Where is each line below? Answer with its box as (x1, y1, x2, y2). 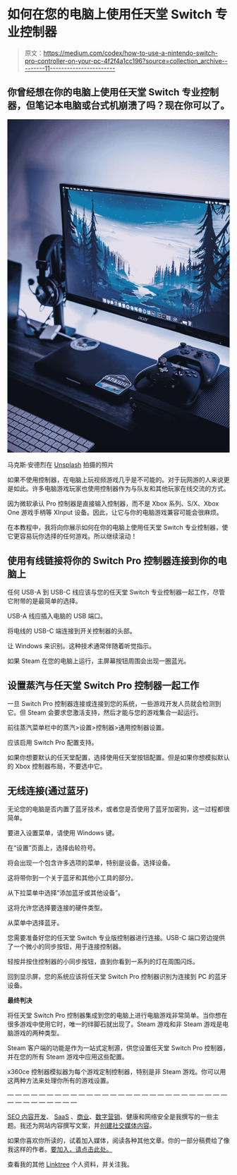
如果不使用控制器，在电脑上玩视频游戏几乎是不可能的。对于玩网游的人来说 (7, 475, 224, 484)
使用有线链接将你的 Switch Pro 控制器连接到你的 (7, 554, 218, 566)
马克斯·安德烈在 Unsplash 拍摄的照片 (7, 461, 114, 469)
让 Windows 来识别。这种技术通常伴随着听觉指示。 (7, 642, 155, 650)
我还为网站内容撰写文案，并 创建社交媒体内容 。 (19, 1121, 156, 1129)
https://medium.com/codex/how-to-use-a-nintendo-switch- (43, 49, 219, 57)
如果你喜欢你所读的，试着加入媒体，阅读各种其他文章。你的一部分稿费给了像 (7, 1136, 230, 1145)
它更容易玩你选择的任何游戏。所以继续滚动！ (7, 532, 138, 540)
